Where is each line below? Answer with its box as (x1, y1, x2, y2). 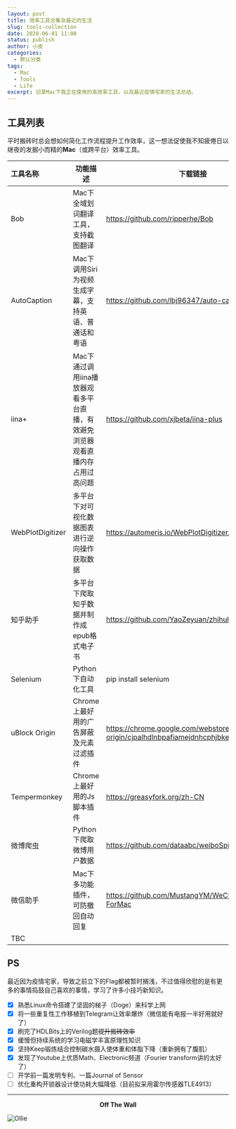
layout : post (7, 10, 46, 18)
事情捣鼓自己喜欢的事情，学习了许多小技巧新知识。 (19, 986, 167, 994)
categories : (7, 50, 42, 57)
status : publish (7, 37, 55, 44)
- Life (13, 82, 33, 89)
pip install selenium (106, 674, 170, 684)
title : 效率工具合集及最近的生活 (7, 17, 93, 24)
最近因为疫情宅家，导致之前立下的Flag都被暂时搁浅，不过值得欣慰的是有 (7, 976, 217, 985)
